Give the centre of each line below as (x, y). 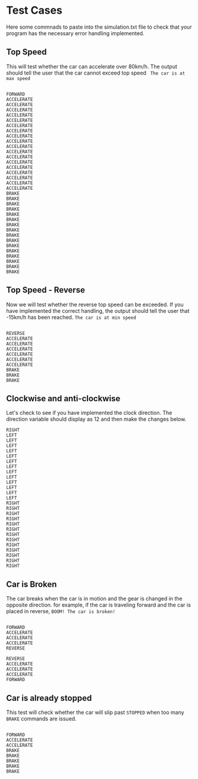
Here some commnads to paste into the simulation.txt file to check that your (99, 27)
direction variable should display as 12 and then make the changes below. (96, 419)
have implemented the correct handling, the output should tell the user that (98, 310)
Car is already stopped (49, 698)
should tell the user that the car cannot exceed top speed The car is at (96, 73)
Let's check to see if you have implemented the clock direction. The (89, 413)
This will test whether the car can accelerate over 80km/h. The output (92, 66)
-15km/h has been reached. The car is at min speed (71, 317)
